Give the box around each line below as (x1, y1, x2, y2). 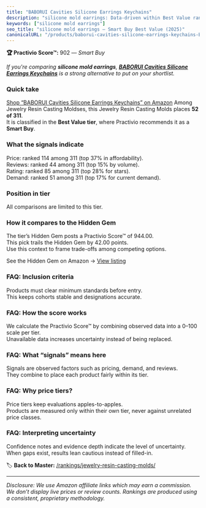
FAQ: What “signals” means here (6, 350, 107, 359)
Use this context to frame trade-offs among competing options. (6, 245, 167, 253)
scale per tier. (6, 329, 41, 336)
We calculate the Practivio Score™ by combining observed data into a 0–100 (6, 322, 197, 329)
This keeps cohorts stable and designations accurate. (6, 293, 142, 301)
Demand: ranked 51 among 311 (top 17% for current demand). (6, 174, 161, 181)
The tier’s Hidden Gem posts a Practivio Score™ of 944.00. (6, 233, 154, 240)
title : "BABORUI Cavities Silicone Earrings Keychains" (6, 9, 152, 15)
